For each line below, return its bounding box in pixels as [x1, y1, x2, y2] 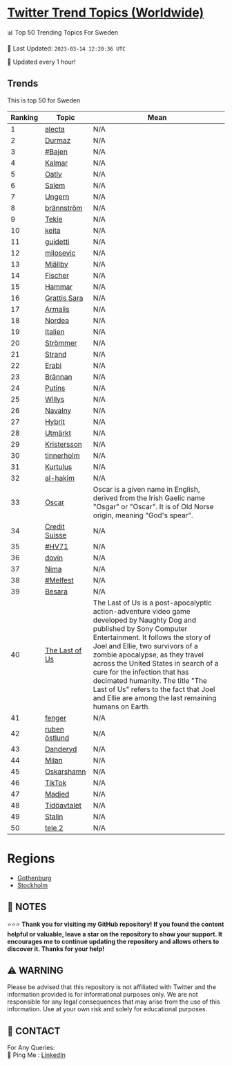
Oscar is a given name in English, [93, 484, 200, 494]
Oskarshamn [44, 767, 86, 776]
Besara [44, 587, 68, 596]
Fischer [44, 270, 70, 280]
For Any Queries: [7, 1044, 55, 1052]
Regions [7, 851, 55, 867]
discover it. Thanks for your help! [7, 944, 105, 953]
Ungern [44, 192, 70, 202]
